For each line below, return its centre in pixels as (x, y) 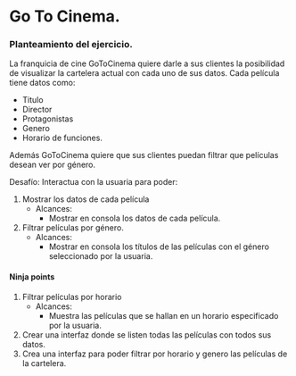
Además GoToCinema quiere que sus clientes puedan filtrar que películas (144, 155)
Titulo (33, 100)
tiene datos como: (42, 83)
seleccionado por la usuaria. (101, 256)
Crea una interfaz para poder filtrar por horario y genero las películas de (155, 354)
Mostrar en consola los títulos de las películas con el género (159, 246)
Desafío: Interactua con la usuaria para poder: (94, 182)
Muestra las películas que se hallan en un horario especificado (164, 315)
